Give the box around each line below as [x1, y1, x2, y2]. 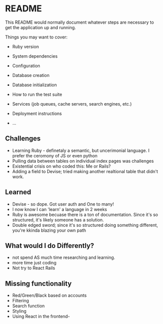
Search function [12, 303, 45, 309]
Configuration [12, 63, 40, 69]
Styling [12, 308, 27, 314]
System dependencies [12, 53, 58, 59]
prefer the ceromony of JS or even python [12, 152, 98, 158]
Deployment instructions [12, 110, 62, 116]
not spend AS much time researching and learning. [12, 254, 115, 260]
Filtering [12, 298, 29, 304]
